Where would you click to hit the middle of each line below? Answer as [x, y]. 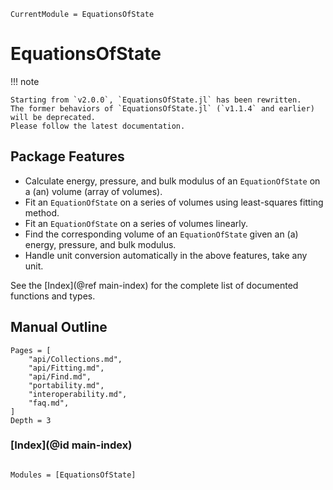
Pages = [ [31, 350]
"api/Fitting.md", [66, 368]
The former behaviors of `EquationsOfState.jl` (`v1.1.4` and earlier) [162, 108]
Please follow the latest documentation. [98, 126]
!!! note [25, 81]
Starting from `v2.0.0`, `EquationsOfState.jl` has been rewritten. [156, 100]
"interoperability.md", [78, 394]
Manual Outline [59, 327]
